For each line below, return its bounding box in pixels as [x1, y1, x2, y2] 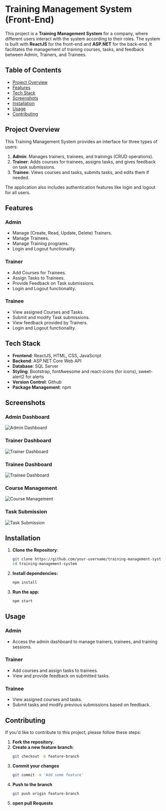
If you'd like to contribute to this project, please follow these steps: [5, 729, 141, 735]
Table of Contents [5, 66, 62, 75]
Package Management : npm [12, 384, 72, 390]
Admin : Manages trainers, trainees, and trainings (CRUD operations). [12, 153, 154, 160]
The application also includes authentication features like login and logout [5, 184, 156, 190]
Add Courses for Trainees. [12, 269, 66, 275]
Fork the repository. [12, 739, 55, 745]
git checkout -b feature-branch [12, 754, 79, 759]
